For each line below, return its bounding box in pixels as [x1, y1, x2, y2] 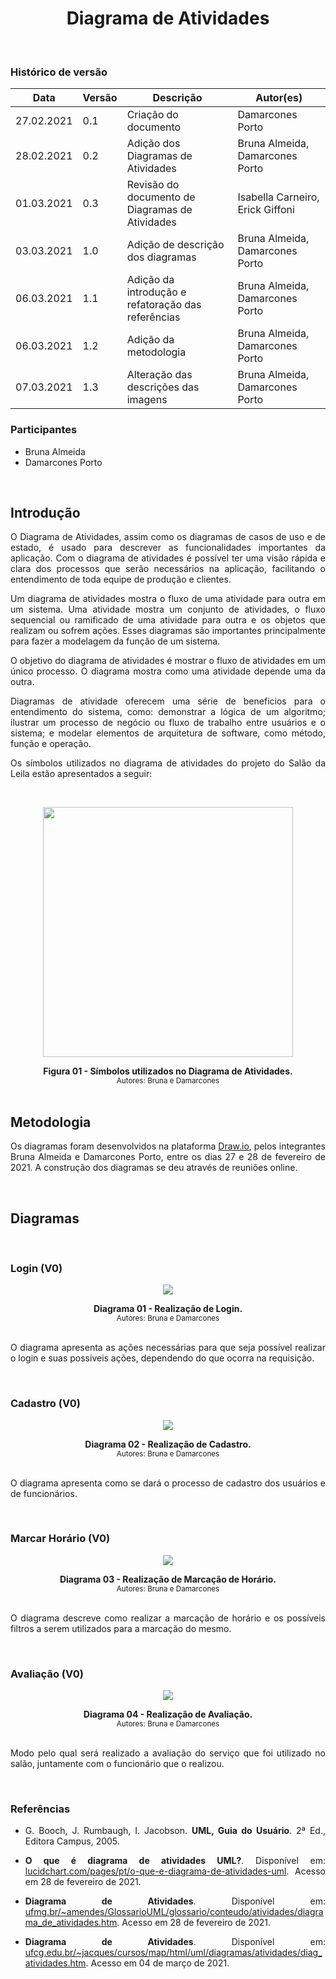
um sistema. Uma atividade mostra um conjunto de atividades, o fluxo [10, 603, 326, 616]
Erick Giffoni [237, 203, 295, 217]
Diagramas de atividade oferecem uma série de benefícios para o [10, 695, 326, 707]
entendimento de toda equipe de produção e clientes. [10, 573, 232, 586]
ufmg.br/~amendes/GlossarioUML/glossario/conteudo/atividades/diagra [24, 1906, 324, 1918]
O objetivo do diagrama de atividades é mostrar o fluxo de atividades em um [10, 655, 326, 667]
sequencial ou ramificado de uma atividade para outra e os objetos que [10, 614, 326, 626]
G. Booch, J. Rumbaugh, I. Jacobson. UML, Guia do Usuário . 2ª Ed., [24, 1825, 326, 1837]
